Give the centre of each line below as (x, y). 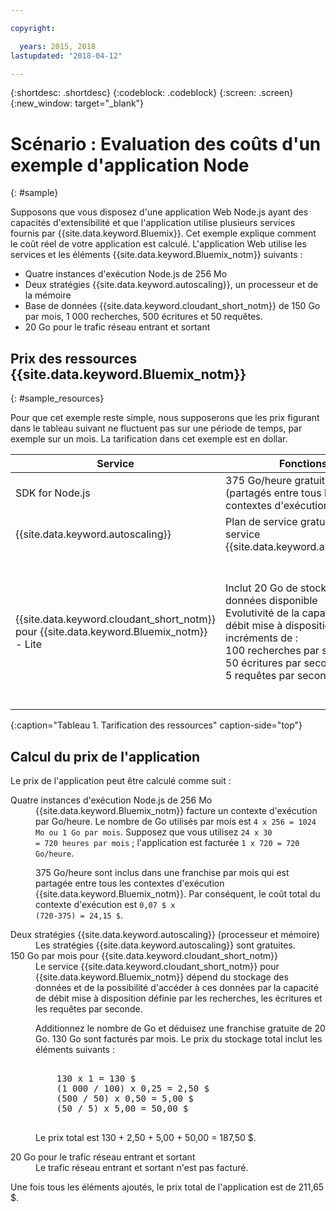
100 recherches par (272, 651)
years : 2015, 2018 (58, 46)
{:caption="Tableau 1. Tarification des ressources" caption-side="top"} (156, 725)
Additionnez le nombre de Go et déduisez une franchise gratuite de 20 (180, 1028)
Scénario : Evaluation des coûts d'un (166, 143)
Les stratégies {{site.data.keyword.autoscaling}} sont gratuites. (165, 945)
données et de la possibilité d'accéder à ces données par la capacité (177, 987)
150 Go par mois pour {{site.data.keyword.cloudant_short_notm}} (144, 955)
